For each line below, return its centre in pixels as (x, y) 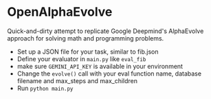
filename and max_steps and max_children (77, 80)
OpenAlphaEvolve (60, 12)
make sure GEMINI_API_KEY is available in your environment (100, 66)
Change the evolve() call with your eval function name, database (109, 74)
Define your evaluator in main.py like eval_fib (81, 58)
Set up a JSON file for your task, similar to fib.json (88, 52)
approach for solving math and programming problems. (86, 38)
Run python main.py (45, 88)
